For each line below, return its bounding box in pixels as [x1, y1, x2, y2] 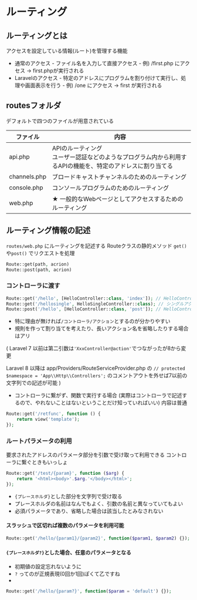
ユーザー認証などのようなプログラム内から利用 [52, 153, 181, 161]
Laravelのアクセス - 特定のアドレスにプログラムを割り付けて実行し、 [14, 75, 181, 81]
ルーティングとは [6, 31, 67, 41]
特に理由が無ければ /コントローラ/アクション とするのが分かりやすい [14, 318, 171, 325]
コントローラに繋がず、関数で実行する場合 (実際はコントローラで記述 [14, 392, 182, 399]
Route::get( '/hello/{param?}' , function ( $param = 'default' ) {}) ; [6, 588, 172, 594]
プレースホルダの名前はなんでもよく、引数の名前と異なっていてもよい [14, 500, 184, 507]
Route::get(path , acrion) [6, 261, 69, 267]
